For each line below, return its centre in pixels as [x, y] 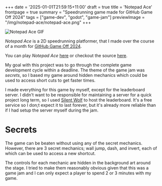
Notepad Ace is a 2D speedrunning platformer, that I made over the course [80, 41]
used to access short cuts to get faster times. [50, 80]
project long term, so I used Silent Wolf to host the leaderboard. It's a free [79, 100]
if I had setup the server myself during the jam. [52, 110]
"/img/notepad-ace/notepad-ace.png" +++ [48, 22]
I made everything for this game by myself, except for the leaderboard [75, 90]
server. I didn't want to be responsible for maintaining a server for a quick [78, 95]
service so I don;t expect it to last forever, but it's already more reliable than [81, 105]
